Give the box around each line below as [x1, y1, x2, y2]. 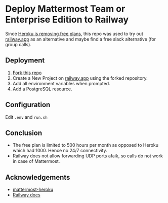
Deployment [5, 56, 45, 65]
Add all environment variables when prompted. [12, 80, 110, 86]
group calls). [5, 41, 32, 47]
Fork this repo [12, 70, 42, 76]
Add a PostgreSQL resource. [12, 86, 72, 92]
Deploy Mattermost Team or [5, 3, 125, 15]
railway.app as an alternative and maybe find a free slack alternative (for [5, 36, 156, 42]
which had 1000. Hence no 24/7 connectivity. [12, 148, 107, 154]
